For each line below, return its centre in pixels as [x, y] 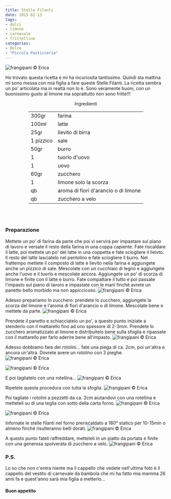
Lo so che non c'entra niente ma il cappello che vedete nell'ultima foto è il [83, 468]
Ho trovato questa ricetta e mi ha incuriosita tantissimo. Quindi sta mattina [83, 77]
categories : [18, 44]
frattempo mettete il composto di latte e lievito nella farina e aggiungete [80, 263]
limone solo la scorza [83, 182]
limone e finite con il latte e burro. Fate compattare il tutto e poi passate [80, 279]
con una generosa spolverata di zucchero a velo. [57, 444]
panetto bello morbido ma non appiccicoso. [51, 290]
